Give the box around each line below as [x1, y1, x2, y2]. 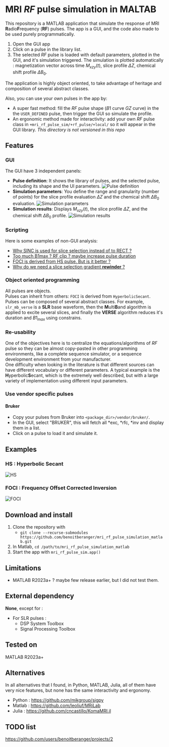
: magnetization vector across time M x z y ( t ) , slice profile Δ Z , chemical [12, 62, 156, 69]
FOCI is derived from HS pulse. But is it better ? [12, 258, 111, 264]
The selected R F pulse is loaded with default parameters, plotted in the [12, 52, 160, 58]
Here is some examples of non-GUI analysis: [5, 238, 98, 244]
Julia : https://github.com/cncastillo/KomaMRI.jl [12, 708, 111, 714]
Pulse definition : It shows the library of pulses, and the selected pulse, [12, 178, 160, 184]
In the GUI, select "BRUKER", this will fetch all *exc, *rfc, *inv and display [12, 419, 164, 426]
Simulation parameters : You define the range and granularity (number [12, 188, 159, 194]
